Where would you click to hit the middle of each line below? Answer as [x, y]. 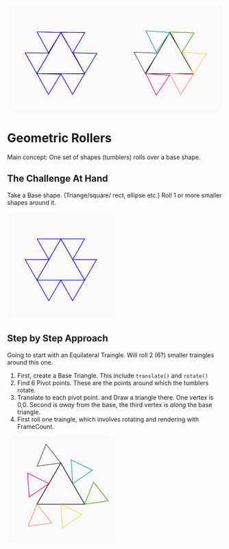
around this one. [30, 362]
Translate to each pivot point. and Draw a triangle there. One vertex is [115, 397]
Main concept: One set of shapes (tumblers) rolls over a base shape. [104, 157]
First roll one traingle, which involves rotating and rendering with [108, 419]
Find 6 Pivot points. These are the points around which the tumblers [113, 382]
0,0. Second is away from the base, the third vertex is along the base [114, 404]
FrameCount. [35, 426]
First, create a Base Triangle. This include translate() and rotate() [112, 376]
